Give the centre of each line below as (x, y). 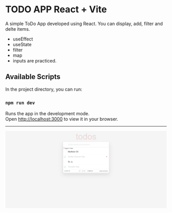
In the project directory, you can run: (44, 89)
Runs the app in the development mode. (47, 114)
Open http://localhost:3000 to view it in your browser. (62, 119)
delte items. (18, 29)
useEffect (23, 39)
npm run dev (20, 103)
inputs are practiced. (35, 60)
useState (22, 44)
